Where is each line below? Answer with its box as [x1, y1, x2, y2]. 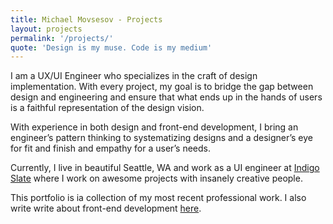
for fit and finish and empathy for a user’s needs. [10, 142, 212, 155]
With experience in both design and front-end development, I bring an [10, 121, 299, 133]
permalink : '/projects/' [10, 33, 114, 43]
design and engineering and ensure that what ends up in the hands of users [10, 91, 323, 103]
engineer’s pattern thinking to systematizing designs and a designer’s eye [10, 132, 313, 144]
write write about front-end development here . [10, 202, 202, 215]
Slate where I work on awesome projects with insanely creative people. [10, 172, 303, 185]
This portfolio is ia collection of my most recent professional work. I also [10, 192, 307, 204]
